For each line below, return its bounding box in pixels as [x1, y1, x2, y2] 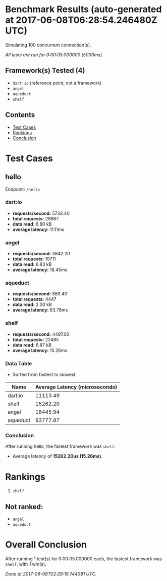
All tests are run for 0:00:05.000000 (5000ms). [5, 52, 103, 58]
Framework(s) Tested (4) [5, 66, 85, 75]
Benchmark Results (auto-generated [5, 4, 162, 15]
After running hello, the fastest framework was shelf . [5, 443, 116, 449]
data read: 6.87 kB [12, 342, 52, 348]
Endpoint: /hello [5, 186, 40, 192]
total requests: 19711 [12, 256, 57, 262]
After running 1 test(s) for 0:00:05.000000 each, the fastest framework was [5, 556, 162, 562]
